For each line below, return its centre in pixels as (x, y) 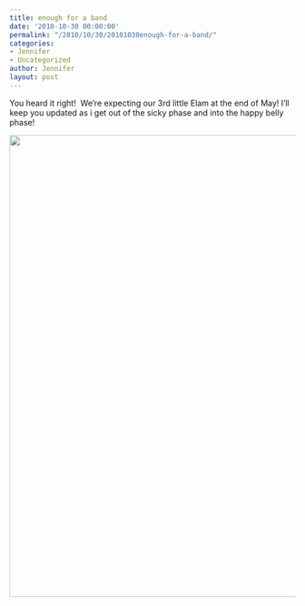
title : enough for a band (58, 18)
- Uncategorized (40, 60)
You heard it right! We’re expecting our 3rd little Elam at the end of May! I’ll (149, 103)
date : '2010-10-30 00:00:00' (64, 26)
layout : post (34, 77)
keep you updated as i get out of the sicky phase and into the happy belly (147, 112)
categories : (32, 43)
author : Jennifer (42, 69)
